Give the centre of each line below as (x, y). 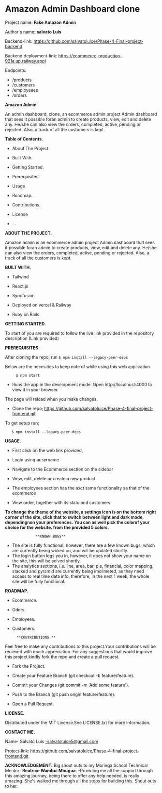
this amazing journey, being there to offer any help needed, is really (72, 776)
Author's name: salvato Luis (33, 32)
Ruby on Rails (26, 314)
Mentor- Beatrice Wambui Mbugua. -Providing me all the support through (79, 770)
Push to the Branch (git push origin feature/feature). (64, 694)
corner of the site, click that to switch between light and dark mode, (74, 517)
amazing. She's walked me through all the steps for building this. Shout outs (81, 781)
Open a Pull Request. (33, 704)
